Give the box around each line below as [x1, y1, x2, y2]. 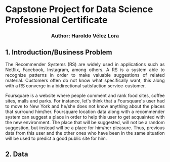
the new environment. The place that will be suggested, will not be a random [5, 119, 165, 125]
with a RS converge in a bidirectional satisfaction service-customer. [5, 82, 146, 89]
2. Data [5, 150, 28, 158]
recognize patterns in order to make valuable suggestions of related [5, 72, 165, 78]
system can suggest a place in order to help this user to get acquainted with [5, 114, 165, 120]
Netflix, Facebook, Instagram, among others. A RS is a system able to [5, 67, 165, 73]
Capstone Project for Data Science [5, 4, 153, 15]
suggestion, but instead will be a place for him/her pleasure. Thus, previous [5, 125, 165, 131]
